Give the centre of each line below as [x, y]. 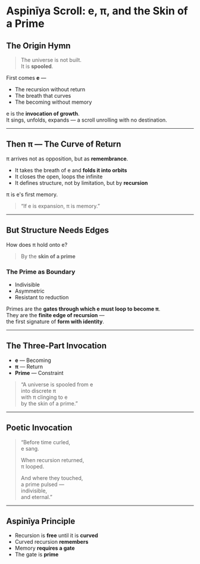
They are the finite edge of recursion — [55, 315]
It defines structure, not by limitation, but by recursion [81, 182]
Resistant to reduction [42, 297]
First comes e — [26, 78]
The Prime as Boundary [41, 271]
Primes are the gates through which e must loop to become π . [83, 309]
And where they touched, [52, 478]
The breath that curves [43, 96]
